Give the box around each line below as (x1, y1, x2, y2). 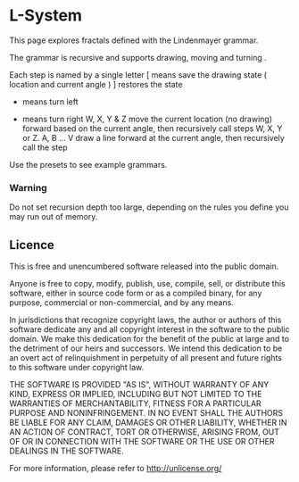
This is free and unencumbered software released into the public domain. (9, 261, 279, 272)
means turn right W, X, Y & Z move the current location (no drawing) (21, 113, 273, 124)
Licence (9, 237, 55, 253)
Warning (9, 181, 47, 194)
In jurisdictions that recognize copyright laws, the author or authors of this (9, 314, 282, 326)
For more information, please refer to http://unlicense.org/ (9, 463, 222, 474)
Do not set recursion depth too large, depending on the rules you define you (9, 202, 289, 212)
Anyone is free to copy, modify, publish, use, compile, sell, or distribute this (9, 278, 286, 289)
